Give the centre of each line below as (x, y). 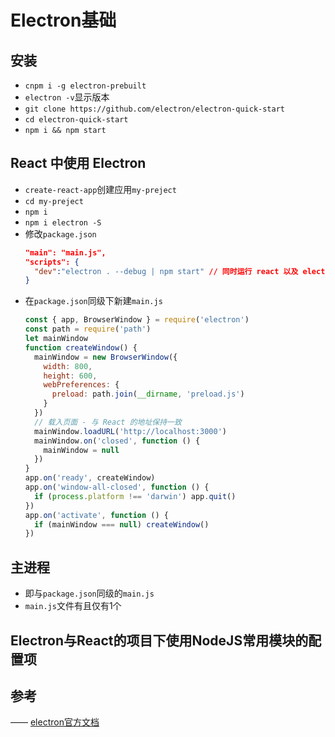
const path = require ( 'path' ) (88, 329)
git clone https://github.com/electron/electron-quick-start (155, 109)
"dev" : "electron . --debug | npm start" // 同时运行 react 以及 (166, 271)
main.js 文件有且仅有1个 (73, 606)
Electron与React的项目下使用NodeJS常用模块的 (159, 640)
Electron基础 (63, 20)
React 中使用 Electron (78, 163)
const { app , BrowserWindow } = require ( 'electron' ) (137, 320)
